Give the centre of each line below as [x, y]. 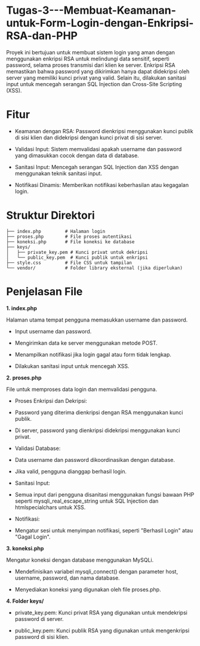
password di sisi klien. [42, 636]
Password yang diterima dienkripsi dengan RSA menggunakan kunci [99, 412]
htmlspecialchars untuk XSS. [50, 507]
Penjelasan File [44, 292]
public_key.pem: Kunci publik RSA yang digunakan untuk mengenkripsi [102, 630]
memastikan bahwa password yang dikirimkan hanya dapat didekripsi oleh [98, 71]
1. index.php [22, 308]
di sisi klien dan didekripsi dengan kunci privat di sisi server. [89, 137]
